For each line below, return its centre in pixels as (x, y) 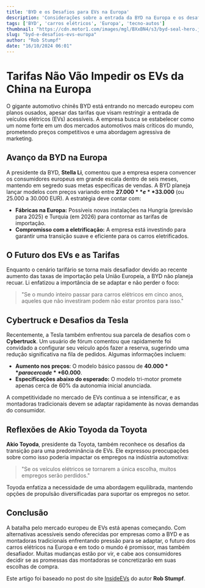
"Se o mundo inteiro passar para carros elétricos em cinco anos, (102, 295)
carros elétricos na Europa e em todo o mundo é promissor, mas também (98, 547)
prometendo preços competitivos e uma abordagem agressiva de (88, 132)
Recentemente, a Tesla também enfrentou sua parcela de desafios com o (98, 335)
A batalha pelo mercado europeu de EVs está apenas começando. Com (96, 528)
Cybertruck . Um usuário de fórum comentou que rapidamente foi (89, 342)
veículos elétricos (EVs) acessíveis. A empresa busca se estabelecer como (100, 119)
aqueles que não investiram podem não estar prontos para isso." (103, 301)
